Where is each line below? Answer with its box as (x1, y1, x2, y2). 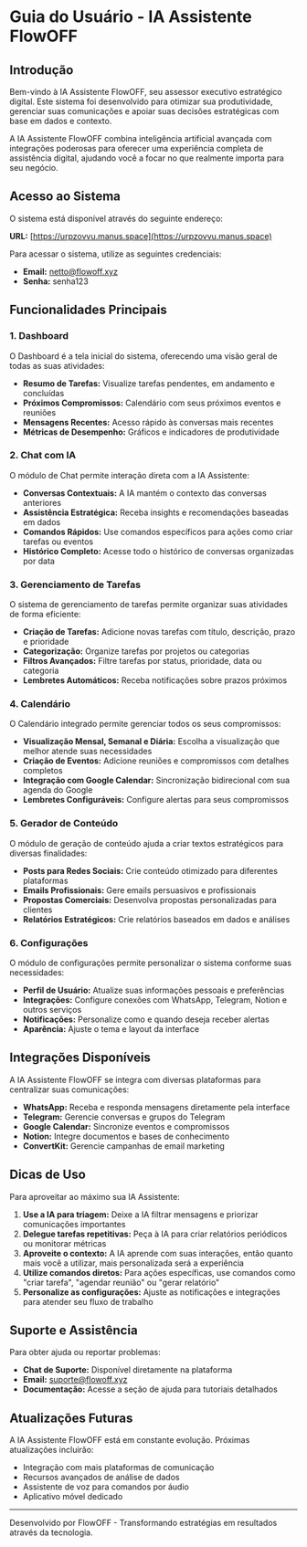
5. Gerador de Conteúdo (9, 817, 119, 830)
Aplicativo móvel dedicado (22, 1491, 123, 1502)
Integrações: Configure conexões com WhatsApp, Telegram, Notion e (22, 994, 288, 1005)
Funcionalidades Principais (9, 302, 167, 318)
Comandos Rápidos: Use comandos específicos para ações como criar (22, 526, 293, 537)
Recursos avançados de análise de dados (22, 1472, 180, 1483)
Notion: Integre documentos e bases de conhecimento (22, 1131, 230, 1142)
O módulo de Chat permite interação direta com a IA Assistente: (9, 469, 249, 480)
